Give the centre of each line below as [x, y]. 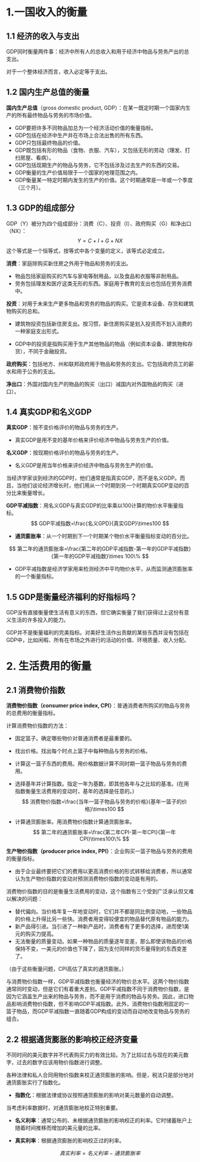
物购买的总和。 [24, 311]
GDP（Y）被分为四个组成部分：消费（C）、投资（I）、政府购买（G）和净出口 [99, 223]
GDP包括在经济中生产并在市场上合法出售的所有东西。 [80, 135]
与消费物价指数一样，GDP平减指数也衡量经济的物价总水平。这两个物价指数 [98, 981]
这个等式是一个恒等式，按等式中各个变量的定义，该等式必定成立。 [87, 250]
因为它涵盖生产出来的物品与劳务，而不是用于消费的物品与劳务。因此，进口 [97, 996]
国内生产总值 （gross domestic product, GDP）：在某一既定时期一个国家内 [96, 107]
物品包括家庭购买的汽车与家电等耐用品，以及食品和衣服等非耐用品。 [98, 276]
